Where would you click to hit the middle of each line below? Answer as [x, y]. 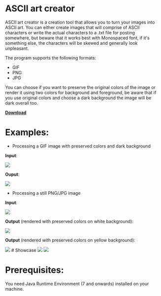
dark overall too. [22, 103]
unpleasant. [17, 48]
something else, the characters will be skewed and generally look [71, 43]
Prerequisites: [34, 270]
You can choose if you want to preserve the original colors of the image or [80, 87]
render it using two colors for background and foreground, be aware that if [81, 92]
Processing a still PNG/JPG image [46, 193]
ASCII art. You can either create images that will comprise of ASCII [72, 27]
